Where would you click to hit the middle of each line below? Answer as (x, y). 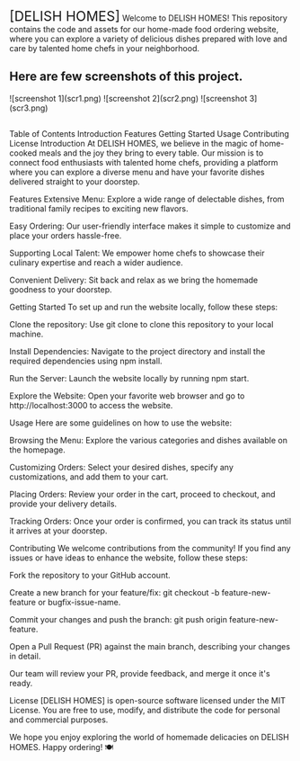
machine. (26, 334)
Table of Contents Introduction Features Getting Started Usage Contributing (150, 134)
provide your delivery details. (63, 504)
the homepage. (37, 450)
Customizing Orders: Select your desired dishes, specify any (121, 468)
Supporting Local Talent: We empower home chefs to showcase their (137, 253)
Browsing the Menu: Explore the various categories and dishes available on (148, 441)
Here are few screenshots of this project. (126, 77)
